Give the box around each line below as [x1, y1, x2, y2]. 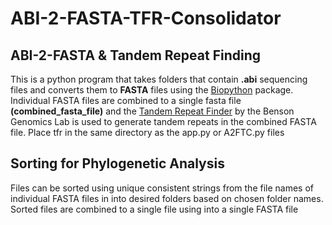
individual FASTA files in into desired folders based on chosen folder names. [10, 192, 324, 204]
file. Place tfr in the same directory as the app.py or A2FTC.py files [10, 127, 285, 138]
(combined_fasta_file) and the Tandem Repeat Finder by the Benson [10, 105, 295, 117]
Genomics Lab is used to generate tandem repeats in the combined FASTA [10, 116, 317, 127]
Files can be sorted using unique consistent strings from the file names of [10, 182, 315, 194]
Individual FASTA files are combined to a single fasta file [10, 95, 242, 106]
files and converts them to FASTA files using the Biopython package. [10, 84, 294, 96]
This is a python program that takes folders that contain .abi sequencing [10, 73, 308, 85]
